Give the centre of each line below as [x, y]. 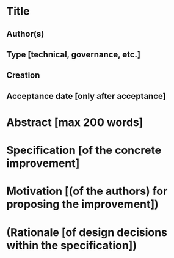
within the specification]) [72, 245]
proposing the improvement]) [82, 205]
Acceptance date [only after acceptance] [86, 96]
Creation [23, 76]
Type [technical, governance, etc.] [73, 54]
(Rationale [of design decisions [87, 232]
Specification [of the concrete [84, 150]
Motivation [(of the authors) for [87, 191]
